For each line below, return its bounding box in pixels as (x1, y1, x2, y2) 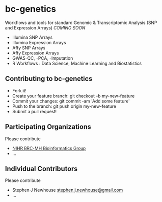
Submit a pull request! (12, 108, 57, 114)
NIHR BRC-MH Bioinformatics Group (12, 145, 86, 151)
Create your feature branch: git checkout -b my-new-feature (12, 93, 135, 99)
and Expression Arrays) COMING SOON (5, 25, 85, 30)
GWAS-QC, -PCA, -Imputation (12, 55, 73, 61)
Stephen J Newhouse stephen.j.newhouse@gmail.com (12, 187, 123, 193)
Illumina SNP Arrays (12, 34, 53, 40)
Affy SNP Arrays (12, 45, 46, 50)
